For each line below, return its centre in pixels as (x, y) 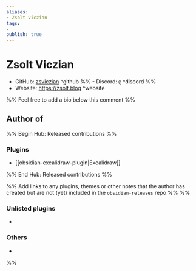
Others (17, 238)
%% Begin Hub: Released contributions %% (62, 133)
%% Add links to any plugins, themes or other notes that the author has (96, 186)
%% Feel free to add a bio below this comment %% (71, 100)
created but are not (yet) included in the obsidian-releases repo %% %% (98, 193)
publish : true (24, 35)
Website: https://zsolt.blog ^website (60, 88)
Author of (25, 119)
